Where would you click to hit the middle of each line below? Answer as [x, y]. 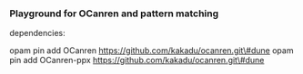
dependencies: [37, 33]
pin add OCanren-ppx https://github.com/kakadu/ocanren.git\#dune [137, 60]
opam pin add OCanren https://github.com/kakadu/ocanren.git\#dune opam [151, 51]
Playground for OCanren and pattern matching [114, 14]
